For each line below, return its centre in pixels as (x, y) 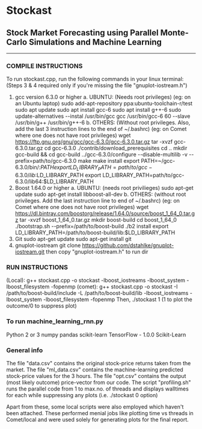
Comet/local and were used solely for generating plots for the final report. (98, 419)
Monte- (175, 33)
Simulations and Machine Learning (96, 42)
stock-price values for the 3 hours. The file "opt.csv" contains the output (96, 376)
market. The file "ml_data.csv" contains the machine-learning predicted (95, 370)
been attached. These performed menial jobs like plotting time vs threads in (100, 413)
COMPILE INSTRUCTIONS (44, 65)
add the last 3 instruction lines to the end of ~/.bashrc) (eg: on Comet (101, 129)
